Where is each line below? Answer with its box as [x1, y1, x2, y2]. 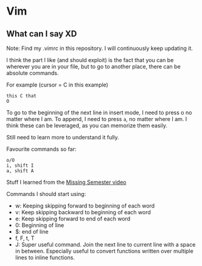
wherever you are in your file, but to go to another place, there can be [6, 63, 181, 70]
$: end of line [15, 228, 49, 235]
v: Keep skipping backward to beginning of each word [15, 209, 151, 215]
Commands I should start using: [6, 191, 86, 197]
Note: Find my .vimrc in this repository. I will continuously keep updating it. [6, 44, 193, 52]
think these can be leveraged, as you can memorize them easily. [6, 122, 168, 129]
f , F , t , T [15, 234, 35, 242]
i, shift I [6, 163, 34, 169]
